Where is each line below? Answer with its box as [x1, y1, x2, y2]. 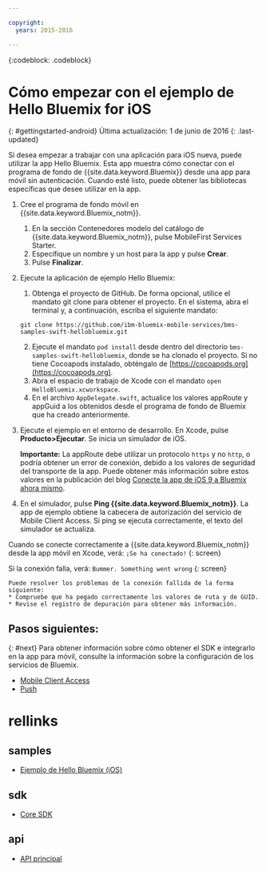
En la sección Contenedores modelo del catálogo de [31, 224, 204, 233]
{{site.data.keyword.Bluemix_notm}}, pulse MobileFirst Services [31, 233, 242, 242]
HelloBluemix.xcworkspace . [31, 384, 121, 394]
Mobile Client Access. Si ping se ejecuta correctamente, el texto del [19, 516, 244, 526]
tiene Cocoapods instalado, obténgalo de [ [31, 359, 173, 368]
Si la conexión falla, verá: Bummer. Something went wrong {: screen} [8, 564, 228, 574]
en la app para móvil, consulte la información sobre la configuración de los [8, 652, 254, 662]
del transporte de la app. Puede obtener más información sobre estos [19, 467, 249, 476]
